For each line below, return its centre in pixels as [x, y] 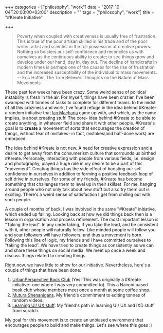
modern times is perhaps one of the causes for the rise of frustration [86, 67]
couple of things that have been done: [43, 270]
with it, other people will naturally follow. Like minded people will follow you [80, 230]
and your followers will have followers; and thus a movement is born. [74, 235]
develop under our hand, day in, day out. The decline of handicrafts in [87, 62]
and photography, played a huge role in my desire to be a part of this [74, 163]
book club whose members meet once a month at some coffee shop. [81, 290]
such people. [18, 200]
